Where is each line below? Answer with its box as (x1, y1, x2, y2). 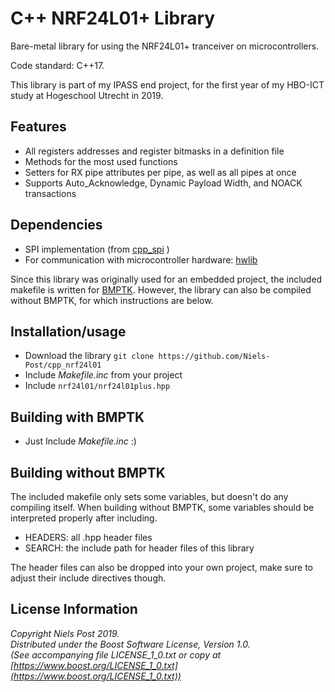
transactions (24, 187, 77, 199)
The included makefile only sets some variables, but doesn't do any (10, 491, 289, 502)
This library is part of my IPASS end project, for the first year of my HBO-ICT (10, 78, 325, 91)
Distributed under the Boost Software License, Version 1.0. (10, 638, 251, 650)
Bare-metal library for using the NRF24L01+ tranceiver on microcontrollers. (10, 40, 320, 52)
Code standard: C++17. (10, 59, 105, 71)
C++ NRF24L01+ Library (10, 7, 216, 30)
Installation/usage (10, 323, 127, 340)
